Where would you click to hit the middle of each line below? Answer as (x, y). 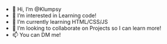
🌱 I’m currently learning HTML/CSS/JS (60, 22)
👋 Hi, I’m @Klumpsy (37, 9)
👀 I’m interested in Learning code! (54, 15)
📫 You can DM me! (36, 35)
